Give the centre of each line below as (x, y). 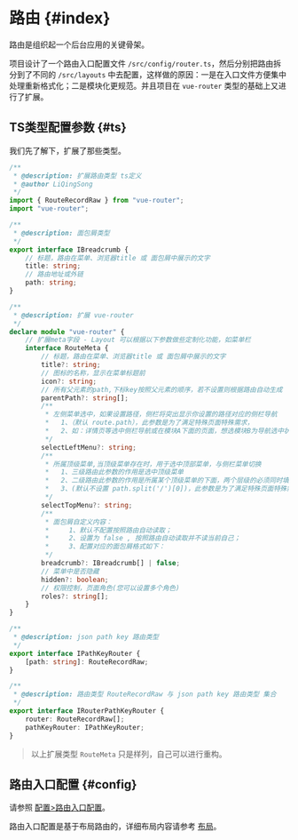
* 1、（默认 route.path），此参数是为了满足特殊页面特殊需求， (149, 423)
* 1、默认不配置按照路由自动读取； (108, 530)
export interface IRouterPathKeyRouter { (87, 711)
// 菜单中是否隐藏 (70, 571)
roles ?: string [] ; (75, 596)
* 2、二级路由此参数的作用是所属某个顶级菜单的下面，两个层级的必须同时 (164, 481)
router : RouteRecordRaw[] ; (75, 719)
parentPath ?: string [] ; (85, 398)
